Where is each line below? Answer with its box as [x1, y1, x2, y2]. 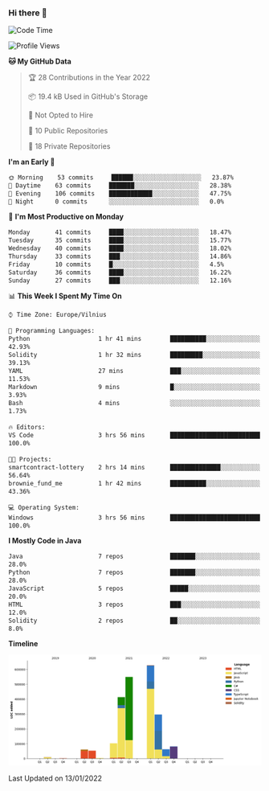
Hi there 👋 [8, 7, 48, 18]
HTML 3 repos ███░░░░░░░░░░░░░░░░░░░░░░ [8, 600, 261, 609]
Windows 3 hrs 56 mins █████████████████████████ [8, 514, 261, 522]
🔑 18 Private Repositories [27, 141, 111, 151]
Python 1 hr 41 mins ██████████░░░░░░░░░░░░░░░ [8, 335, 261, 343]
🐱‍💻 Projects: [8, 456, 52, 464]
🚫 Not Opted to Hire [27, 110, 94, 120]
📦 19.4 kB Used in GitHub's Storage [27, 92, 149, 101]
